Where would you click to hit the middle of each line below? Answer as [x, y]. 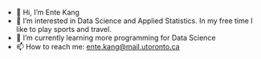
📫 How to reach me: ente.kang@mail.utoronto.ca [98, 47]
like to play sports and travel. [64, 29]
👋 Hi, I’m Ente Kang [48, 12]
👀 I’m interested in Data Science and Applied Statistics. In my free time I [134, 21]
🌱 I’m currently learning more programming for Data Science [116, 37]
